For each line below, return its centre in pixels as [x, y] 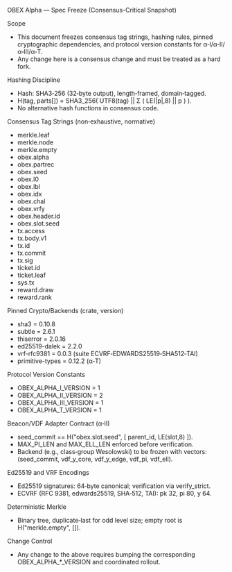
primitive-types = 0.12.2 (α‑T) [59, 361]
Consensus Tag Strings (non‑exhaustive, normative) [81, 121]
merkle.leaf [33, 135]
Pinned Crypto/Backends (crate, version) [65, 311]
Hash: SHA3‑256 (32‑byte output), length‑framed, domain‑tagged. [111, 93]
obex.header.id [38, 216]
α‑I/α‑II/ [214, 44]
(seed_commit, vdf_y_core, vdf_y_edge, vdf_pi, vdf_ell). [95, 459]
